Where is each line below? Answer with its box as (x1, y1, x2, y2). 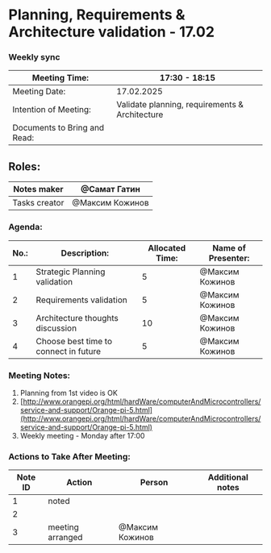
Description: (60, 247, 110, 259)
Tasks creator (12, 197, 65, 209)
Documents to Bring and (12, 123, 105, 134)
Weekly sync (8, 52, 60, 63)
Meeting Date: (12, 86, 66, 98)
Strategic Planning (35, 266, 106, 277)
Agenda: (8, 222, 43, 233)
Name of (212, 242, 246, 253)
